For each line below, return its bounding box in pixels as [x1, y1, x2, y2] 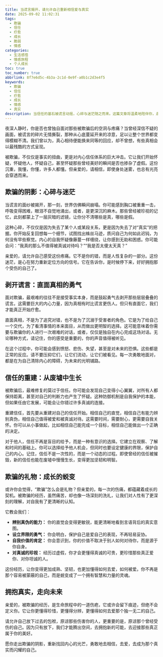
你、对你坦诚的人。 [12, 556, 51, 561]
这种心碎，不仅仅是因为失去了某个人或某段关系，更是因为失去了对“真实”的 [5, 224, 154, 230]
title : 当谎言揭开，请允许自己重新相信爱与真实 [5, 7, 89, 12]
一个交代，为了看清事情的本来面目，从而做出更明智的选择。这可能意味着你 [5, 323, 154, 329]
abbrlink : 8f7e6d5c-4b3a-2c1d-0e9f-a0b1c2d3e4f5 [5, 75, 105, 80]
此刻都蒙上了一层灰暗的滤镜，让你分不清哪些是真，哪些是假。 [13, 214, 137, 220]
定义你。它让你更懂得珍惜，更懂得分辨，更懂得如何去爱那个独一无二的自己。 [5, 608, 158, 614]
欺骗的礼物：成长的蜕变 [5, 472, 75, 481]
